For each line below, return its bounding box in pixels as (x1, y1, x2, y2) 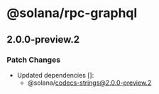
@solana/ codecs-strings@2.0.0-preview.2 (27, 78, 152, 87)
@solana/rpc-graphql (6, 5, 138, 21)
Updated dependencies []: (16, 70, 94, 79)
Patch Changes (6, 55, 61, 65)
